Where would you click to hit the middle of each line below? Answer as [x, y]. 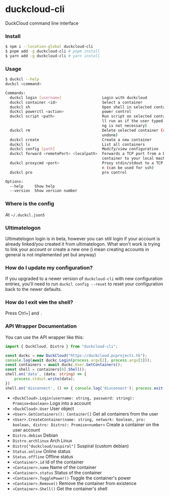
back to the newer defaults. [33, 289]
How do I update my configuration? [49, 267]
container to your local [128, 159]
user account [26, 430]
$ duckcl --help [22, 79]
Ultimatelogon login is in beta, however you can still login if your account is [83, 238]
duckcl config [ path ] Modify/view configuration [84, 149]
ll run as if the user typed [133, 121]
